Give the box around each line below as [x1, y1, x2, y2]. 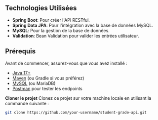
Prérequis [5, 47, 36, 56]
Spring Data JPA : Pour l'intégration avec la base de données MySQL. [12, 22, 154, 28]
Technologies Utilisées [5, 4, 77, 12]
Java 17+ [12, 70, 31, 76]
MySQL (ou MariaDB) [12, 80, 56, 86]
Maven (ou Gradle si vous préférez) [12, 75, 85, 81]
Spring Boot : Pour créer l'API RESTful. [12, 17, 90, 23]
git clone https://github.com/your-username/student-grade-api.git [5, 110, 147, 115]
